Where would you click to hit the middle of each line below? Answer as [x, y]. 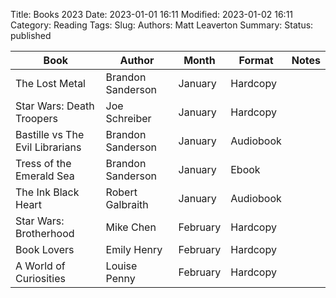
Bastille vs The [50, 134]
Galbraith [127, 204]
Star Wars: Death [55, 106]
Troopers [36, 118]
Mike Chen [131, 227]
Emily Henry [134, 249]
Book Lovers [45, 249]
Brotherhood [45, 233]
